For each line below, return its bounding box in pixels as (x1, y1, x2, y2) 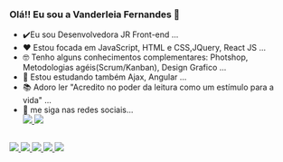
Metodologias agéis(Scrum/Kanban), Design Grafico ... (22, 62, 227, 73)
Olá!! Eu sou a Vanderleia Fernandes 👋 (9, 8, 181, 21)
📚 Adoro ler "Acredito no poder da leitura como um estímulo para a (22, 81, 274, 93)
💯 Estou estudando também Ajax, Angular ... (22, 71, 187, 82)
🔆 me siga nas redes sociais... (22, 104, 134, 116)
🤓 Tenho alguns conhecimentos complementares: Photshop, (22, 52, 249, 62)
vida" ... (22, 95, 52, 106)
